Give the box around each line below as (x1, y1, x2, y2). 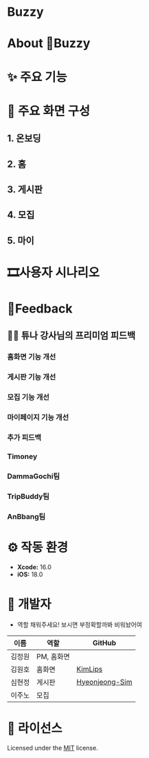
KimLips (76, 664, 103, 673)
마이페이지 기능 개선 (7, 413, 69, 423)
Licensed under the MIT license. (7, 744, 98, 752)
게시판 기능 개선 (7, 372, 56, 382)
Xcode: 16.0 (16, 563, 51, 571)
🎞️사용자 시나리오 (7, 265, 100, 280)
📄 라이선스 (7, 720, 63, 736)
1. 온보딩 (7, 133, 41, 144)
